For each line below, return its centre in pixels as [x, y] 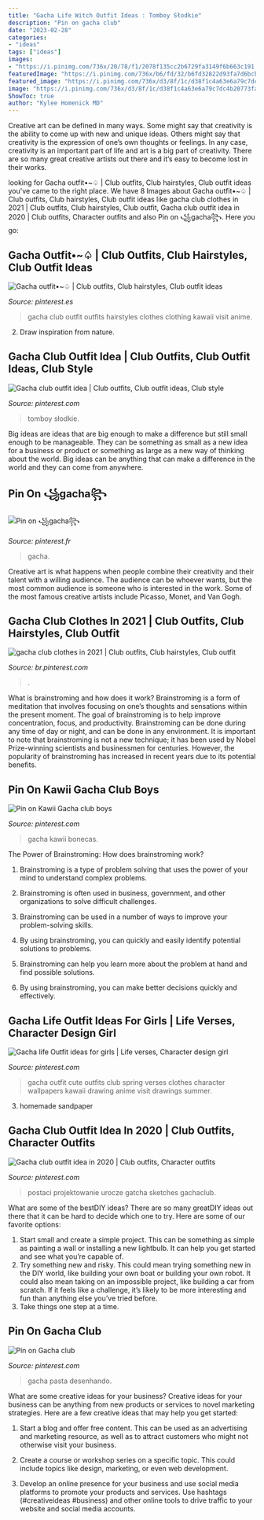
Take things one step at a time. [69, 1306]
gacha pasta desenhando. [70, 1381]
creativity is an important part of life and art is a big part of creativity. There [130, 151]
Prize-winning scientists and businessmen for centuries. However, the [121, 748]
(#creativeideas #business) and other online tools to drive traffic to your [136, 1500]
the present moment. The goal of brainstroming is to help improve [115, 715]
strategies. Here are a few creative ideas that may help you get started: [123, 1412]
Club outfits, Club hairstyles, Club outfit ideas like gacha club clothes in [123, 199]
